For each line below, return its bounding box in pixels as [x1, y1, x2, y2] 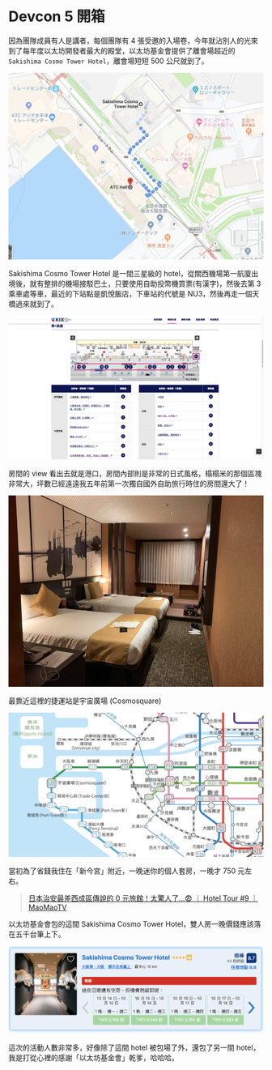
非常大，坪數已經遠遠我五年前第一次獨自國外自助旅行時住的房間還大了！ [8, 479, 249, 488]
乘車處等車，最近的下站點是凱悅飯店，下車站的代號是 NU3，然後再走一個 [8, 289, 253, 299]
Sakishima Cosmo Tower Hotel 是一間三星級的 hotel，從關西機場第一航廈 [8, 269, 252, 279]
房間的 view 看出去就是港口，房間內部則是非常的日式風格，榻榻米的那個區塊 [8, 468, 262, 478]
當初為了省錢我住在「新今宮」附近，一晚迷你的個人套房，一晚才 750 [8, 866, 236, 876]
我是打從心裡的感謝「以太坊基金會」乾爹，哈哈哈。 [8, 1052, 179, 1062]
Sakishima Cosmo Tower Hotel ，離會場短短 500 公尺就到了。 [8, 56, 209, 66]
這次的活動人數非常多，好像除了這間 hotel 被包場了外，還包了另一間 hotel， [8, 1042, 261, 1052]
